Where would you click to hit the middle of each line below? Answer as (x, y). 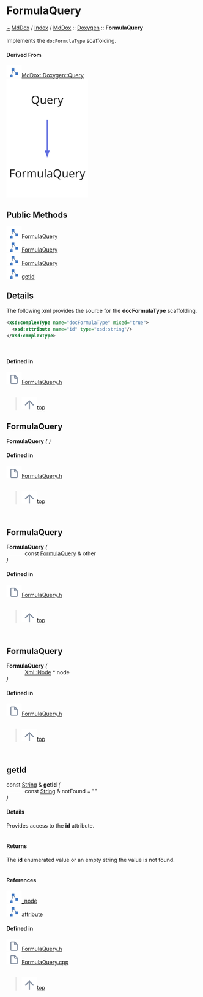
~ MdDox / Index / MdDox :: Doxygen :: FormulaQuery (75, 28)
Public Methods (37, 214)
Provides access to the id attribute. (50, 825)
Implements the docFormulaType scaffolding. (61, 40)
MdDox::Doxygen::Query (53, 75)
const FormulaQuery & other (61, 553)
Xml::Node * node (47, 672)
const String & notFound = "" (61, 791)
